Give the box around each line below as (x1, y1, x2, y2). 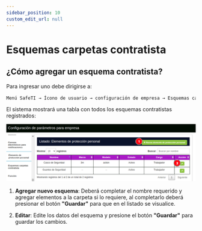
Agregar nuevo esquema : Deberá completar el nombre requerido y (14, 187, 182, 195)
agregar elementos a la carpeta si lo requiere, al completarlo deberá (14, 194, 183, 201)
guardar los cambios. (14, 218, 68, 226)
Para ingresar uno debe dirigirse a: (6, 82, 92, 90)
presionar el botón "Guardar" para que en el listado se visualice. (14, 200, 176, 208)
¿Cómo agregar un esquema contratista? (6, 67, 164, 77)
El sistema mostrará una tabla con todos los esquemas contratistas (6, 106, 173, 113)
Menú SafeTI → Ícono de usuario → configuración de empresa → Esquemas (6, 95, 189, 101)
